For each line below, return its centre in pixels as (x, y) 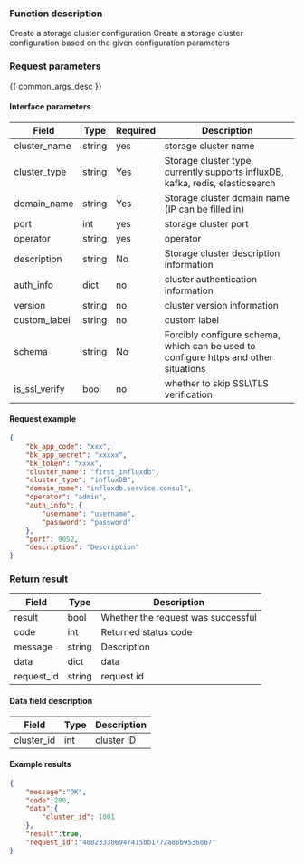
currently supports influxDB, (224, 172)
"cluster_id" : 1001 (79, 817)
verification (188, 394)
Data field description (51, 701)
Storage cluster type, (209, 160)
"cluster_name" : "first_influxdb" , (93, 472)
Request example (43, 419)
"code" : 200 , (48, 800)
